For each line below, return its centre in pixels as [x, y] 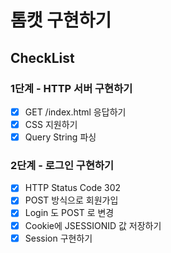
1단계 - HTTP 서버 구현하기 [71, 88]
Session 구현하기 [58, 238]
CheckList [42, 57]
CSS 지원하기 [51, 124]
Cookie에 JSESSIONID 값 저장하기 [93, 225]
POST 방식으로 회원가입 [71, 200]
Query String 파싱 [60, 137]
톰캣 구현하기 [61, 20]
